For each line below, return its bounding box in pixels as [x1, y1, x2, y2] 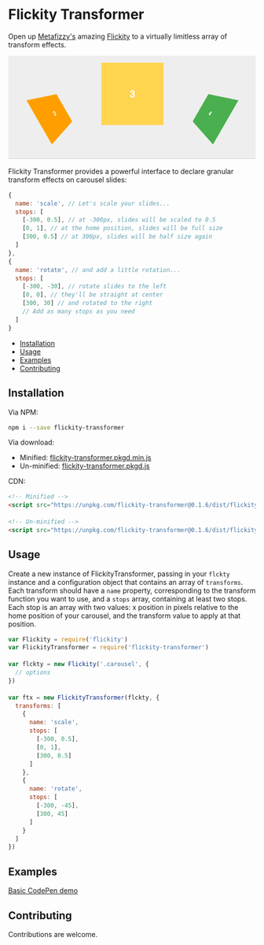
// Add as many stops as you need [22, 307, 135, 316]
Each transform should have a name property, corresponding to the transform [8, 586, 256, 595]
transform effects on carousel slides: [8, 175, 127, 184]
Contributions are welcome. [8, 929, 98, 939]
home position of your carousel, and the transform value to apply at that [8, 611, 241, 620]
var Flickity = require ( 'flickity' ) [8, 635, 128, 643]
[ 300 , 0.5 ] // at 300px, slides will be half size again [22, 233, 213, 241]
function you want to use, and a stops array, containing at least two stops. [8, 593, 247, 604]
